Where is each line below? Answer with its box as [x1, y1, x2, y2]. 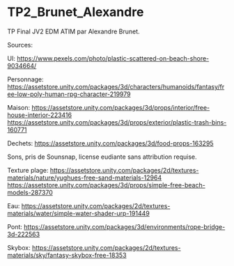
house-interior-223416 [7, 111, 72, 119]
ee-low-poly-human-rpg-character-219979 [7, 90, 131, 98]
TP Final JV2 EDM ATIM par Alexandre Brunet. [7, 27, 141, 36]
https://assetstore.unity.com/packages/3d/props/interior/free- [31, 103, 210, 111]
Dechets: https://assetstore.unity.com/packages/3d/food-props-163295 [7, 139, 214, 147]
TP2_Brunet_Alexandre [7, 4, 144, 20]
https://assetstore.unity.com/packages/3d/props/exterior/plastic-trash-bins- [7, 118, 227, 126]
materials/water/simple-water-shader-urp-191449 [7, 209, 150, 217]
